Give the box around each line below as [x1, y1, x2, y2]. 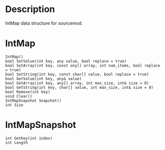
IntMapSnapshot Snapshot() [5, 98, 62, 103]
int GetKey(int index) [5, 135, 53, 141]
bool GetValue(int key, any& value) [5, 76, 82, 81]
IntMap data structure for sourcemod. [5, 20, 83, 26]
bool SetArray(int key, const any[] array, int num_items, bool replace [5, 63, 160, 68]
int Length [5, 140, 28, 145]
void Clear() [5, 94, 33, 99]
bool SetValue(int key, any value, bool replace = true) [5, 59, 127, 64]
